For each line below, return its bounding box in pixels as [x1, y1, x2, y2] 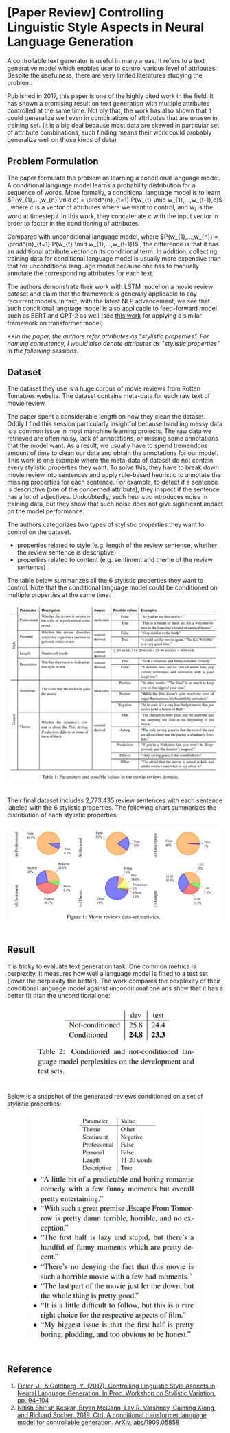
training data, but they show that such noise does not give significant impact [7, 500, 223, 509]
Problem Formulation [7, 156, 99, 167]
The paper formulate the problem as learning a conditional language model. [7, 174, 221, 182]
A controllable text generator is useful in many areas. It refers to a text [7, 56, 205, 65]
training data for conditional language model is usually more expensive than [7, 254, 221, 262]
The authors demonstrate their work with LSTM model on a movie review [7, 282, 214, 290]
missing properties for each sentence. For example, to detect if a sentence [7, 478, 218, 487]
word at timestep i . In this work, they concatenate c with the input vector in [7, 211, 218, 220]
